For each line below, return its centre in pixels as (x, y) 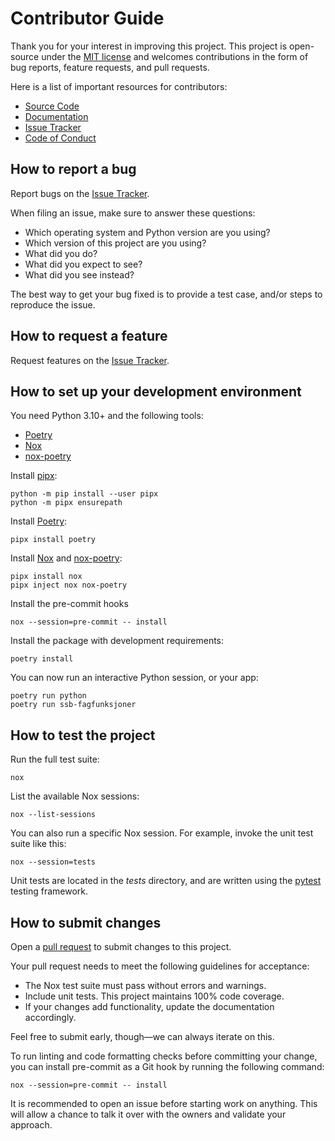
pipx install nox (46, 577)
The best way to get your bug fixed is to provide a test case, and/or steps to (166, 294)
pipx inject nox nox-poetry (69, 585)
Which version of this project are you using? (115, 243)
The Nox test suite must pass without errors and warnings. (145, 985)
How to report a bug (73, 169)
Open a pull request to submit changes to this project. (121, 946)
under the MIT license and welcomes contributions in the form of (175, 56)
